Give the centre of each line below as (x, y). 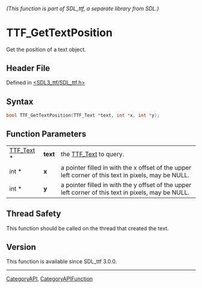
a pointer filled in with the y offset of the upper (126, 185)
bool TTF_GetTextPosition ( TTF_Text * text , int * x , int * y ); (83, 115)
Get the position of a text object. (46, 49)
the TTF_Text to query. (93, 154)
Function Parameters (46, 134)
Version (21, 247)
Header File (28, 68)
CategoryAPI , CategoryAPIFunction (50, 279)
